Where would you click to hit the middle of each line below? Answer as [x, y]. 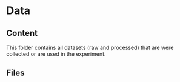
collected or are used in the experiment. [56, 54]
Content [22, 33]
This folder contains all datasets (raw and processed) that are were [90, 47]
